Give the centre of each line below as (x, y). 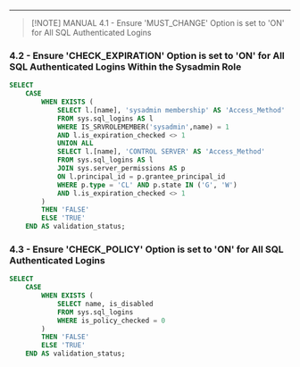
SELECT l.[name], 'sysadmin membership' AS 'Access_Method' (171, 110)
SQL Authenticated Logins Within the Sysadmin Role (125, 66)
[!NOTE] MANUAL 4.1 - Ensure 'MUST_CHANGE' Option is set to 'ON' (158, 23)
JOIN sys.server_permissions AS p (121, 169)
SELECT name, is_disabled (105, 304)
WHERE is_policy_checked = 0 (111, 321)
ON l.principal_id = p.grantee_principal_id (141, 176)
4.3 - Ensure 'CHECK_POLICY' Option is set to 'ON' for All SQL (146, 249)
